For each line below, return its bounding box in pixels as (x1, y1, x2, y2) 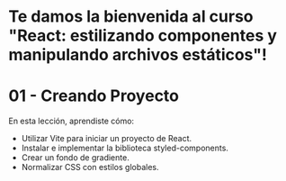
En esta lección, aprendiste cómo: (8, 115, 135, 127)
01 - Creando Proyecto (8, 86, 180, 106)
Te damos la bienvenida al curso (8, 6, 254, 27)
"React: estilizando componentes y (8, 25, 278, 46)
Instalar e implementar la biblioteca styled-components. (21, 142, 228, 154)
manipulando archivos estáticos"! (8, 45, 267, 65)
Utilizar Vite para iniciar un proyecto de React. (21, 133, 192, 144)
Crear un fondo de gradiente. (21, 152, 130, 163)
